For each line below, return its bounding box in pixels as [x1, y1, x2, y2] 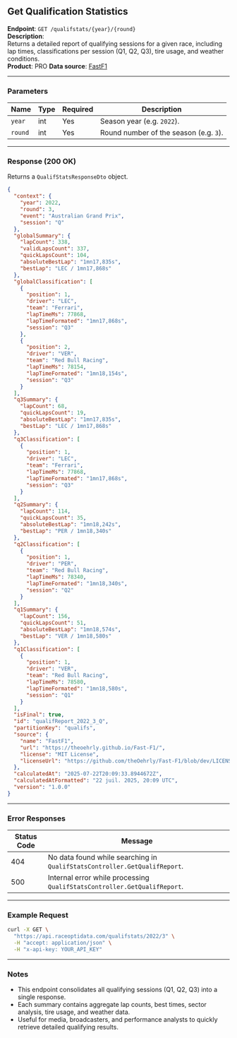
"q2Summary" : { [13, 501, 59, 508]
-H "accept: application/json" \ [13, 939, 112, 947]
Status [14, 832, 37, 842]
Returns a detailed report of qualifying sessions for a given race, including [7, 39, 223, 48]
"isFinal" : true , [13, 711, 65, 719]
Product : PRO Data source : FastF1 [7, 61, 108, 70]
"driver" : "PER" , [25, 561, 78, 568]
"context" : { [13, 193, 52, 200]
